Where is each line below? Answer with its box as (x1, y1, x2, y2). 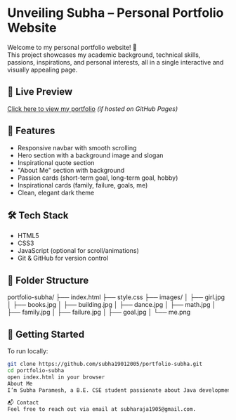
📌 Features (7, 125, 55, 137)
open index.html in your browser (7, 374, 105, 381)
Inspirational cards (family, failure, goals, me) (17, 181, 148, 189)
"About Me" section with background (17, 166, 125, 174)
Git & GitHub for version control (17, 254, 109, 263)
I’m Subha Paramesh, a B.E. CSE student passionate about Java (7, 386, 197, 394)
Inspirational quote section (17, 158, 95, 166)
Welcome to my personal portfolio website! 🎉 (7, 43, 137, 51)
